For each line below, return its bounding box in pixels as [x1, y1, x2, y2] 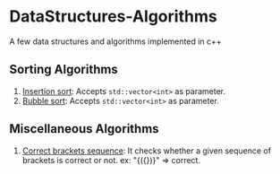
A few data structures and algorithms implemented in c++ [9, 36, 222, 47]
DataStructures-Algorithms [9, 6, 217, 27]
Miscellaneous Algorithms [9, 121, 159, 136]
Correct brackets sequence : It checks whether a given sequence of [21, 145, 271, 156]
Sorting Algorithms [9, 62, 118, 77]
